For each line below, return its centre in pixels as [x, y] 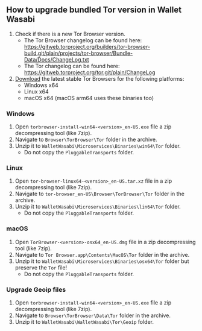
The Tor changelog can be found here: [72, 66]
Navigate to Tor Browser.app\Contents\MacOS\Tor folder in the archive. [102, 254]
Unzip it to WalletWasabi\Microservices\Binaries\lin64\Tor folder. [98, 207]
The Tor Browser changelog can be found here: [83, 40]
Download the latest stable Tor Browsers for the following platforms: [99, 78]
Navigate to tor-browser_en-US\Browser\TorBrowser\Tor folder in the [100, 194]
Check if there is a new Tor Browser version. [70, 34]
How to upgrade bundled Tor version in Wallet [94, 10]
